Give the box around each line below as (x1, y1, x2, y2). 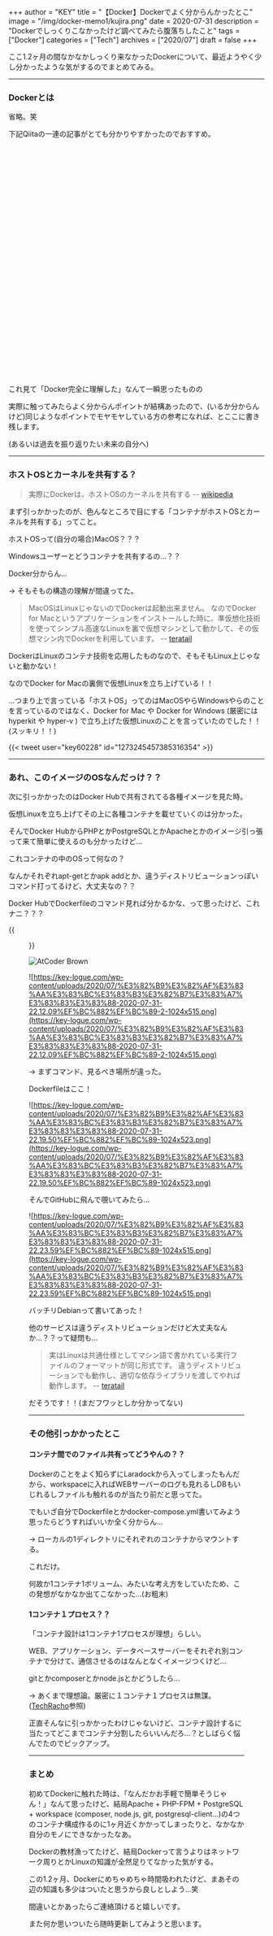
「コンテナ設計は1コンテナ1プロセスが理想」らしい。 (28, 1629, 206, 1638)
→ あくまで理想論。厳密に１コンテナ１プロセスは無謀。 (28, 1690, 216, 1701)
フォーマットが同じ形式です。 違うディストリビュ (76, 1360, 242, 1370)
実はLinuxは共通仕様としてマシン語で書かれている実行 (48, 1350, 231, 1360)
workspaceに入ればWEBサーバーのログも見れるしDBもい (50, 1479, 241, 1490)
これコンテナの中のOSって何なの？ (8, 853, 125, 864)
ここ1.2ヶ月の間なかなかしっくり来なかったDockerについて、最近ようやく (8, 52, 255, 61)
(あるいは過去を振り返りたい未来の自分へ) (8, 439, 149, 449)
